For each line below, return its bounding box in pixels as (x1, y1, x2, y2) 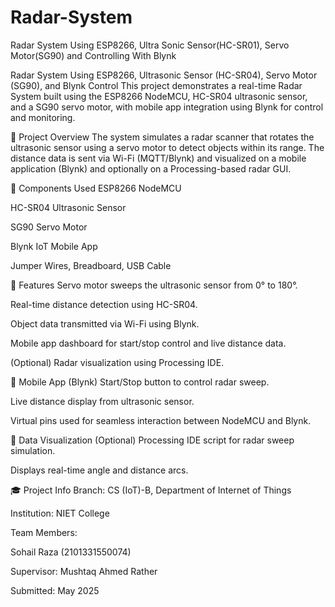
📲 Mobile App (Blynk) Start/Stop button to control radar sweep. (10, 376, 270, 388)
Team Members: (10, 526, 78, 538)
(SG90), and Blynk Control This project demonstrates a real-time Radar (10, 79, 303, 91)
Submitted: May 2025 (10, 584, 100, 596)
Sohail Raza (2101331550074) (10, 546, 132, 558)
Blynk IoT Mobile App (10, 240, 98, 252)
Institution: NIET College (10, 507, 110, 519)
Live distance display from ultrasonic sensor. (10, 395, 195, 407)
